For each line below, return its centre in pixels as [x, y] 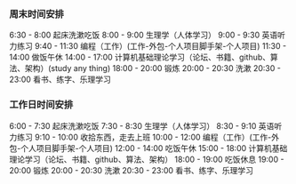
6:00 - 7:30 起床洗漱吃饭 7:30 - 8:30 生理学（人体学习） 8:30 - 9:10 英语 [142, 125]
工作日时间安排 [41, 105]
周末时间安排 [37, 13]
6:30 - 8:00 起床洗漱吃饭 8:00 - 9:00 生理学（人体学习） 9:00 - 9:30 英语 [144, 35]
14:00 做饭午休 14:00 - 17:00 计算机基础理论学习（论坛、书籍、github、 [140, 57]
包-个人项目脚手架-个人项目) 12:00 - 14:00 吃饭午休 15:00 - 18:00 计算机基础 [148, 148]
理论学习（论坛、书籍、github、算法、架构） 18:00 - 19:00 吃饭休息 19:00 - [147, 159]
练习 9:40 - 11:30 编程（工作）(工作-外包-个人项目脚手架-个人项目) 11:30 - [152, 46]
